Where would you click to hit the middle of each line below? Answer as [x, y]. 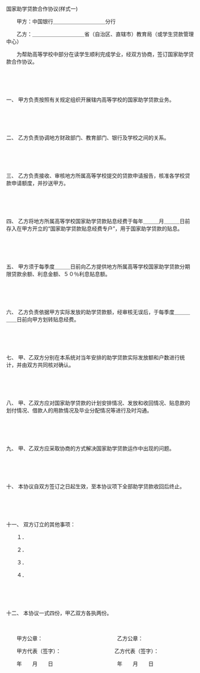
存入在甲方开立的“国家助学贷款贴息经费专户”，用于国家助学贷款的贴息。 [95, 229]
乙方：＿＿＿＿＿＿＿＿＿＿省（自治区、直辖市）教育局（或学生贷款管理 [105, 34]
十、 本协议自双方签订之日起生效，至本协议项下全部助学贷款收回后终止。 [96, 486]
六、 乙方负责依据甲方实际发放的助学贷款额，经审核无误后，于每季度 [90, 312]
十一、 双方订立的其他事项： [41, 524]
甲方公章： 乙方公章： [80, 638]
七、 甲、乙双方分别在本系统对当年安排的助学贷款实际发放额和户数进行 [93, 357]
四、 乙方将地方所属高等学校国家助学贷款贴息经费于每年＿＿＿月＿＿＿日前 [98, 221]
